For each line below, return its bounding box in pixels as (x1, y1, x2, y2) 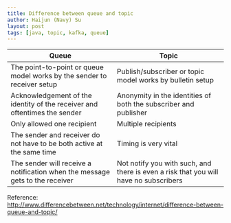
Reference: (7, 193, 38, 202)
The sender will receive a (10, 159, 91, 168)
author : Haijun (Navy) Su (7, 16, 81, 23)
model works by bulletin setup (116, 75, 214, 85)
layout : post (7, 23, 45, 30)
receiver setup (10, 80, 58, 89)
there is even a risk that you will (116, 167, 219, 177)
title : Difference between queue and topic (7, 10, 134, 17)
